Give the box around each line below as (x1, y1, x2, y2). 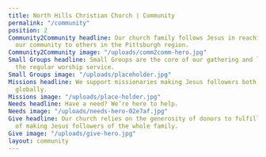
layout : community (8, 136, 69, 145)
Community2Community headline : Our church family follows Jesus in (8, 33, 236, 42)
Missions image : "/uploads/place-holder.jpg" (8, 93, 161, 101)
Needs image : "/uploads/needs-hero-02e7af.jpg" (8, 108, 169, 116)
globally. (15, 85, 47, 94)
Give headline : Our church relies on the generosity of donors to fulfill (8, 115, 260, 123)
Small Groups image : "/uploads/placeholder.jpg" (8, 71, 172, 78)
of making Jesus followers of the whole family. (15, 122, 179, 130)
